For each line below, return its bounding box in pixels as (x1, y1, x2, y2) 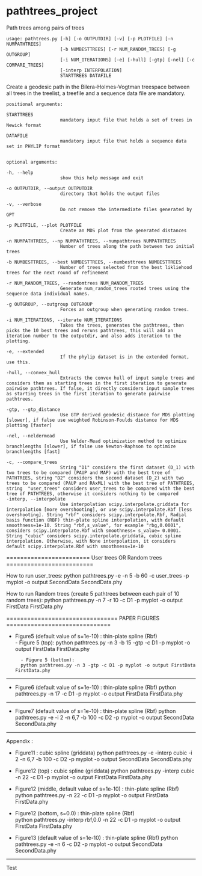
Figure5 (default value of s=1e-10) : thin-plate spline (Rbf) (14, 632, 158, 640)
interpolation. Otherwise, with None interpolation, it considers (6, 538, 176, 544)
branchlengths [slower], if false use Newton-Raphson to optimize (6, 443, 176, 449)
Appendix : (6, 737, 33, 744)
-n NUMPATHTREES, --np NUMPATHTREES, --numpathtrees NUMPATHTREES (6, 238, 176, 244)
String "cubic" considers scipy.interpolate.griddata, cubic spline (6, 532, 182, 539)
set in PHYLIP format (6, 143, 61, 149)
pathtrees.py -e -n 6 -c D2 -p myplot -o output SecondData (14, 841, 163, 848)
